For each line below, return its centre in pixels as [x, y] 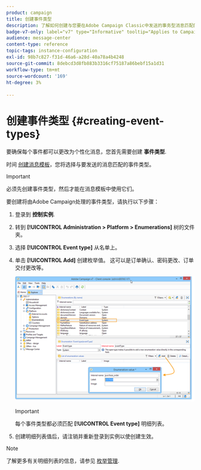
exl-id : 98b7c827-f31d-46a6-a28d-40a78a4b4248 [65, 57]
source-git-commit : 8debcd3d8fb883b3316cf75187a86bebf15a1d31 [85, 63]
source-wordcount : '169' [37, 76]
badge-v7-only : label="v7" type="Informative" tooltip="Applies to [92, 32]
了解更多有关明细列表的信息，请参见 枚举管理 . [63, 461]
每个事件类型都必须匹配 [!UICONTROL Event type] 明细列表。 [91, 424]
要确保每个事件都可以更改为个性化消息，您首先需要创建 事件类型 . [86, 152]
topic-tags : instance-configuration [52, 51]
